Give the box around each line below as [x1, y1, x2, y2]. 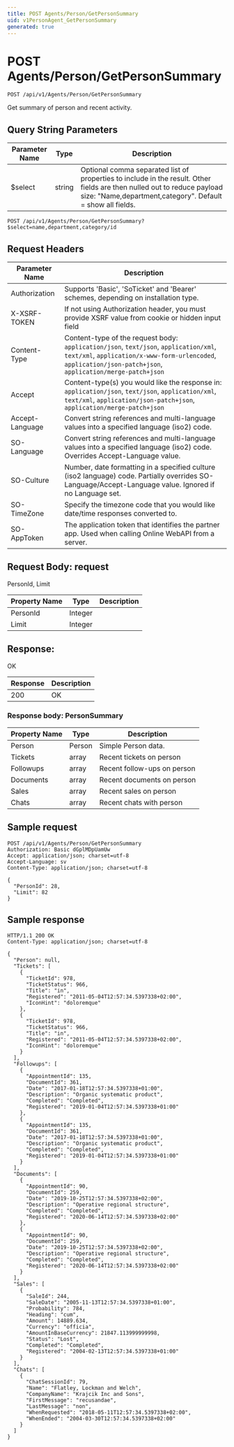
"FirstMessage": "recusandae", [25, 1397, 117, 1404]
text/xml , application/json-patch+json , [64, 395, 195, 405]
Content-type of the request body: [64, 333, 178, 342]
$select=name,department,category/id [7, 224, 117, 231]
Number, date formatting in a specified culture [64, 462, 216, 472]
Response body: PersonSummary [7, 711, 124, 720]
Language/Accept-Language [64, 479, 160, 489]
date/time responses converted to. [64, 508, 178, 518]
